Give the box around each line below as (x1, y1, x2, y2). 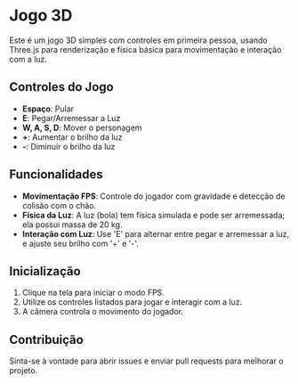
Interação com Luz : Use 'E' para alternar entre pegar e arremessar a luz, (21, 228, 290, 239)
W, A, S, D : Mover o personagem (21, 122, 142, 133)
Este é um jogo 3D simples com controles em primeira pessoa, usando (9, 35, 269, 45)
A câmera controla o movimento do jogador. (21, 306, 184, 317)
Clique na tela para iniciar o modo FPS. (21, 287, 165, 298)
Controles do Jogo (9, 79, 114, 94)
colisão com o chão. (21, 200, 97, 210)
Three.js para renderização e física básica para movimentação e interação (9, 44, 282, 54)
